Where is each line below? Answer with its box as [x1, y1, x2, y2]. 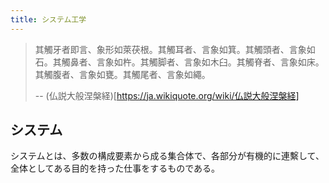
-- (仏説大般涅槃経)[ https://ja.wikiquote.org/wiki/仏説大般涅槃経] [34, 89, 300, 101]
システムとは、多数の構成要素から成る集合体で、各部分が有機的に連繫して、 [10, 150, 325, 162]
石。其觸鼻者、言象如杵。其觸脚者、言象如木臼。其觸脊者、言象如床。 [34, 56, 325, 68]
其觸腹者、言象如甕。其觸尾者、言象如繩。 [34, 68, 211, 80]
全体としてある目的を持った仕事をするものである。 [10, 162, 221, 175]
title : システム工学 [10, 14, 87, 25]
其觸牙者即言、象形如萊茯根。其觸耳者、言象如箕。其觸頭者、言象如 [34, 43, 316, 55]
